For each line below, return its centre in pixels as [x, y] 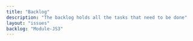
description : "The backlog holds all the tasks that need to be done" [97, 17]
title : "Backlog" [28, 12]
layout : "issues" [28, 23]
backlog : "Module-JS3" [35, 29]
